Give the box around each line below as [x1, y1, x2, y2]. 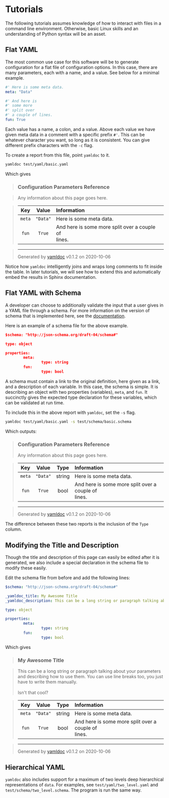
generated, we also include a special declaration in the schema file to [5, 559, 149, 565]
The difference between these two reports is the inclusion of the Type [5, 521, 149, 527]
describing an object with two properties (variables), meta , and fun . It [5, 389, 147, 395]
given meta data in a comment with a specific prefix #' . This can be [5, 131, 145, 137]
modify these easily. [5, 565, 47, 571]
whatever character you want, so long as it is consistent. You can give [5, 137, 150, 143]
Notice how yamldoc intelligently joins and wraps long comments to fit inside [5, 263, 162, 270]
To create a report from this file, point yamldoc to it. [5, 152, 110, 158]
